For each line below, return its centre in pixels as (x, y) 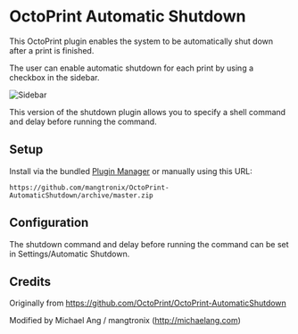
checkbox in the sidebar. (54, 77)
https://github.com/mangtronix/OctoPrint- (89, 188)
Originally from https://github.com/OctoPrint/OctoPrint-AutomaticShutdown (148, 303)
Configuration (49, 223)
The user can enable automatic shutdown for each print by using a (132, 68)
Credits (30, 282)
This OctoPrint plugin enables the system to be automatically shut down (141, 41)
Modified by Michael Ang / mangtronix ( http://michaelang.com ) (125, 321)
